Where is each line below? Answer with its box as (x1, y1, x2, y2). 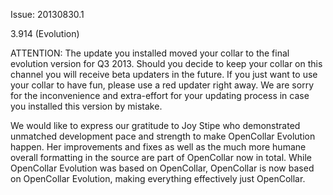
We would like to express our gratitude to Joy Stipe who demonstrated (10, 120, 301, 131)
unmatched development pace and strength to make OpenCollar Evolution (10, 130, 316, 142)
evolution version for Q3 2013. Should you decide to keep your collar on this (10, 58, 323, 69)
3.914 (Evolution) (10, 28, 80, 39)
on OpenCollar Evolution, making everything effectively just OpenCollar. (10, 173, 306, 184)
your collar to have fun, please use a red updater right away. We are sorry (10, 79, 315, 91)
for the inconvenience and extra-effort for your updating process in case (10, 90, 310, 101)
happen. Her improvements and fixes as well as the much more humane (10, 141, 307, 153)
